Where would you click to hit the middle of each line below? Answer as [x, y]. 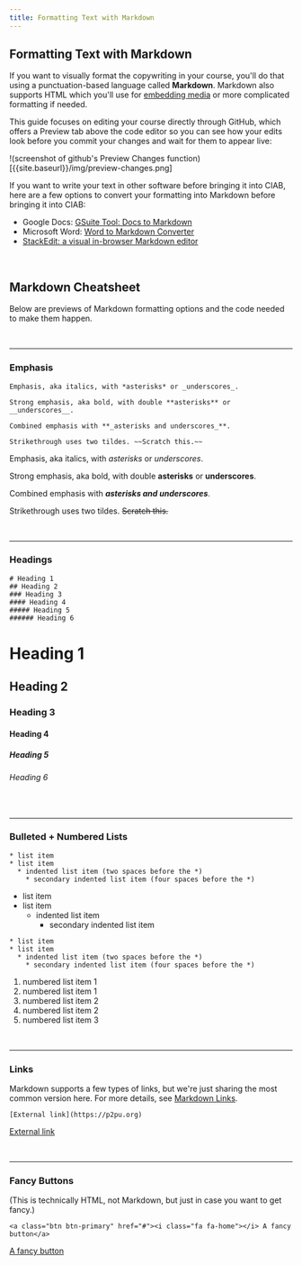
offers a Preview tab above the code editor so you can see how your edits [146, 132]
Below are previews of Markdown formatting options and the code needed [147, 309]
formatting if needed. [49, 105]
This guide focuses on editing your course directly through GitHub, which [145, 122]
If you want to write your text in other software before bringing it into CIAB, [147, 186]
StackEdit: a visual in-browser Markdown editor [110, 241]
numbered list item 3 [60, 1020]
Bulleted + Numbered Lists [69, 837]
